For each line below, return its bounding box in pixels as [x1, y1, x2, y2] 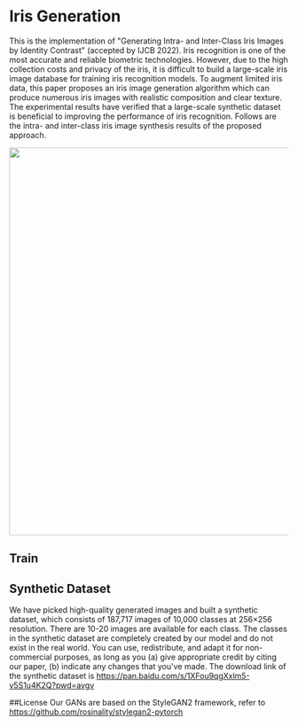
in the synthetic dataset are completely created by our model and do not [9, 633, 273, 644]
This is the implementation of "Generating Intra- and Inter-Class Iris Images [9, 35, 284, 46]
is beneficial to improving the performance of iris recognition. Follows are [9, 111, 277, 121]
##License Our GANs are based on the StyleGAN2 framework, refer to [9, 698, 266, 708]
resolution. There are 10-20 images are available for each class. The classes [9, 623, 288, 635]
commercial [9, 652, 52, 662]
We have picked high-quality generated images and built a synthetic [9, 605, 259, 615]
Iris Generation [9, 6, 122, 27]
